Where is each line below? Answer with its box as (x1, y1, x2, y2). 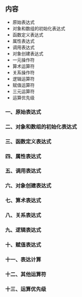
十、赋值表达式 (5, 241, 41, 248)
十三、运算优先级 (5, 285, 46, 292)
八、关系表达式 (5, 212, 41, 219)
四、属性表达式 (5, 153, 41, 160)
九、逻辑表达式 (5, 227, 41, 234)
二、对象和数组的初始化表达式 (5, 123, 77, 130)
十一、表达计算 (5, 256, 41, 263)
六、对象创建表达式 (5, 182, 51, 189)
